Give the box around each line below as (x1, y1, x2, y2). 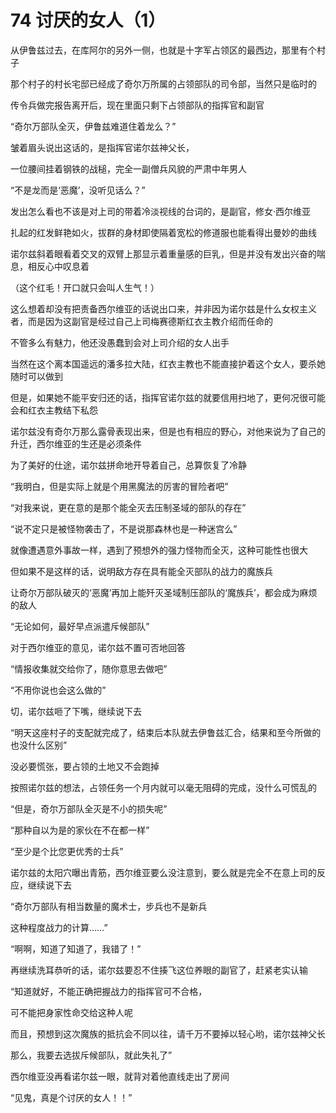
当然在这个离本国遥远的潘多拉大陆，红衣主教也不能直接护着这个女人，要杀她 (10, 357, 326, 370)
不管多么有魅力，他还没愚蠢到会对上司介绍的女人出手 (10, 336, 230, 348)
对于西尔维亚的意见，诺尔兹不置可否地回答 (10, 641, 186, 653)
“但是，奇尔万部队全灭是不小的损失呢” (10, 802, 168, 815)
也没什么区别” (10, 739, 68, 751)
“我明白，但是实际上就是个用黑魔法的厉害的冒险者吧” (10, 480, 229, 492)
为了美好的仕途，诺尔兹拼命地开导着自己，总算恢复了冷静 (10, 459, 247, 471)
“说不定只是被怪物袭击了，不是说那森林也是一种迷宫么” (10, 522, 238, 535)
